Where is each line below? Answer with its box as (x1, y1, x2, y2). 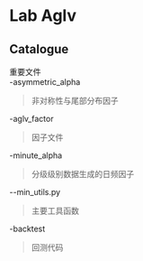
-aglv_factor (9, 114, 54, 124)
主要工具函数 (31, 205, 79, 216)
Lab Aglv (9, 5, 76, 26)
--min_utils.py (9, 187, 61, 197)
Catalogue (9, 42, 69, 57)
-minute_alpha (9, 150, 63, 161)
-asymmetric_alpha (9, 77, 81, 87)
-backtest (9, 223, 46, 234)
